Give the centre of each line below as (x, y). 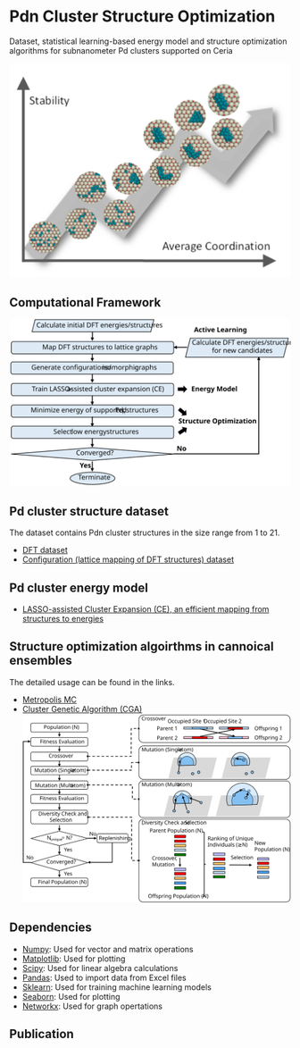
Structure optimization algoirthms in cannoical (142, 646)
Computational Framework (85, 302)
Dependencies (50, 928)
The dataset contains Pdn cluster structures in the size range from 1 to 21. (145, 532)
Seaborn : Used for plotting (71, 996)
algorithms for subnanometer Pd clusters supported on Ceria (121, 50)
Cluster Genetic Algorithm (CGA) (82, 708)
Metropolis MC (50, 700)
